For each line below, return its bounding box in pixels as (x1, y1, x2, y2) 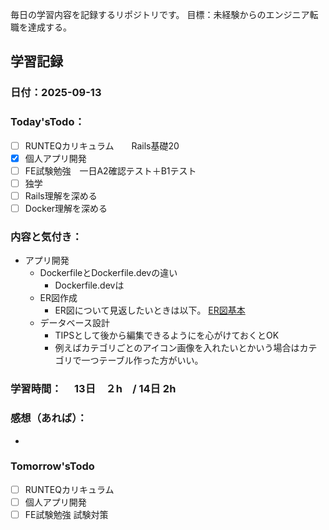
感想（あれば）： (10, 411, 88, 425)
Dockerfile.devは (54, 279, 125, 292)
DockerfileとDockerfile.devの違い (39, 267, 178, 279)
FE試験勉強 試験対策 (24, 508, 109, 520)
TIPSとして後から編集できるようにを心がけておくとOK (54, 329, 280, 342)
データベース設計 (39, 317, 110, 329)
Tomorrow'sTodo (10, 459, 95, 473)
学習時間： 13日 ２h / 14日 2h (10, 382, 177, 396)
